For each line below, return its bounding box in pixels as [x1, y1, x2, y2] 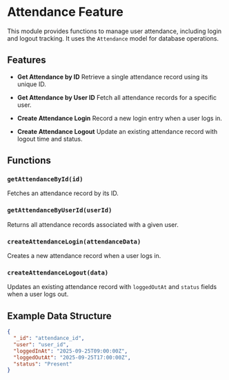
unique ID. [17, 80, 46, 88]
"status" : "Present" [13, 360, 72, 368]
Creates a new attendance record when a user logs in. [7, 252, 161, 260]
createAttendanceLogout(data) [7, 268, 109, 277]
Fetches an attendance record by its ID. [7, 189, 119, 197]
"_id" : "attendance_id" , [13, 335, 85, 342]
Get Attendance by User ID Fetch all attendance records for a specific [17, 93, 217, 101]
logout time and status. [17, 134, 83, 143]
